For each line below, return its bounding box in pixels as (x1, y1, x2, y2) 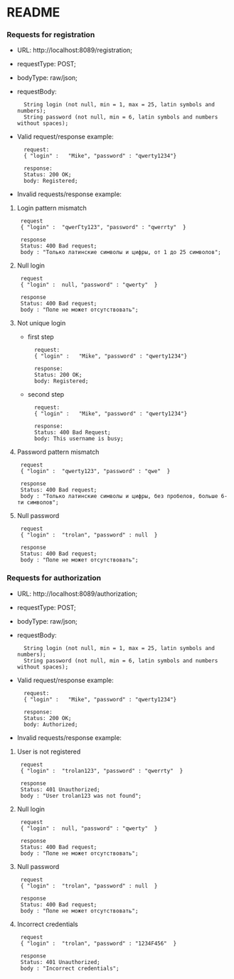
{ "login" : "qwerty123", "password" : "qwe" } (20, 468, 171, 475)
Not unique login (16, 319, 66, 328)
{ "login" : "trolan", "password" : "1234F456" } (20, 940, 177, 947)
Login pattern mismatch (16, 204, 87, 213)
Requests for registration (6, 30, 95, 40)
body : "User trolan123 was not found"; (20, 792, 142, 799)
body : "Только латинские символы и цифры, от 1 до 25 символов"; (20, 249, 221, 256)
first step (27, 333, 54, 341)
